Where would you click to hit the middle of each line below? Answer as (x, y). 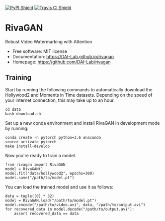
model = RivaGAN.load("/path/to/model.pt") (51, 200)
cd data (13, 109)
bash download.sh (23, 114)
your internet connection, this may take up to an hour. (60, 100)
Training (18, 78)
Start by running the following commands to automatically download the (79, 89)
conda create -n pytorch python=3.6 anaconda (53, 137)
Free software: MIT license (40, 51)
